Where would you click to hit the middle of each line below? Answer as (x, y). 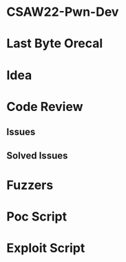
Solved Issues (37, 155)
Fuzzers (30, 185)
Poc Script (37, 216)
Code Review (45, 107)
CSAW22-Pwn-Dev (63, 12)
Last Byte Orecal (55, 44)
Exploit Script (46, 248)
